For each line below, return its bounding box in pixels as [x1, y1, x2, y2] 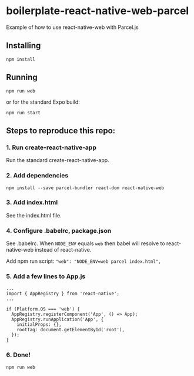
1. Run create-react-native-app [6, 143, 97, 151]
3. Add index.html [6, 199, 58, 207]
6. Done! [6, 351, 31, 359]
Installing [6, 41, 41, 51]
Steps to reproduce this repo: [6, 126, 116, 136]
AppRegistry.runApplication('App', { [11, 316, 104, 322]
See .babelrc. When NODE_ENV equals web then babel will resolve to [6, 240, 166, 247]
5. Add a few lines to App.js [6, 272, 86, 281]
